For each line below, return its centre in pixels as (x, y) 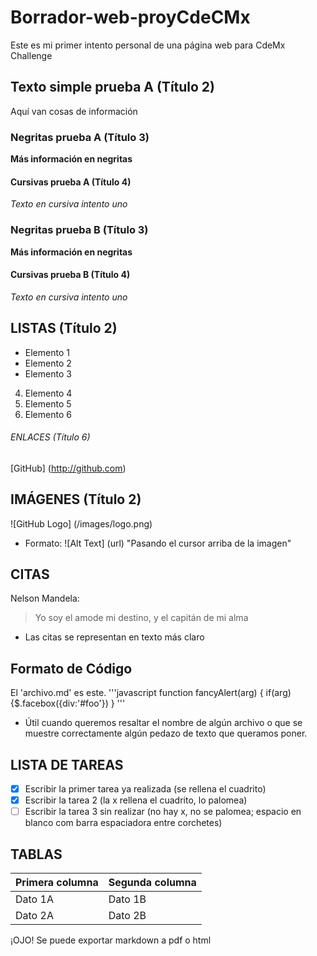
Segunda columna (152, 883)
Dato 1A (34, 899)
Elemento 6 (48, 414)
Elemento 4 (48, 393)
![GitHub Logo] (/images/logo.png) (81, 523)
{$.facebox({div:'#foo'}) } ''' (68, 703)
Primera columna (57, 883)
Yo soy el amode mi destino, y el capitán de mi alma (141, 618)
